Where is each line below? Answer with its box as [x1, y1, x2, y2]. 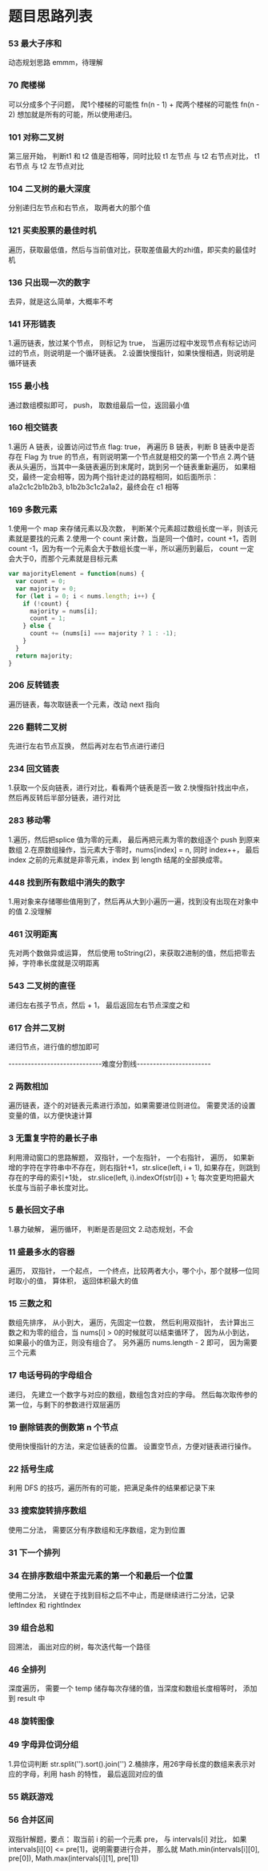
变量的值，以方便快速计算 [8, 1111, 93, 1120]
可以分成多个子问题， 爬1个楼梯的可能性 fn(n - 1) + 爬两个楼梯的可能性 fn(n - [8, 99, 260, 109]
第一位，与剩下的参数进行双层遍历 [8, 1399, 121, 1409]
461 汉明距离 [8, 928, 58, 939]
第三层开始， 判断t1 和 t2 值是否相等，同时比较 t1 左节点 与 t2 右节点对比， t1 [8, 152, 260, 161]
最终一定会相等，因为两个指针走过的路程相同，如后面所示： [22, 472, 218, 481]
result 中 [17, 1694, 46, 1703]
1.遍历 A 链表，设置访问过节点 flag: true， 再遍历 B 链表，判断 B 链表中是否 [8, 442, 255, 452]
